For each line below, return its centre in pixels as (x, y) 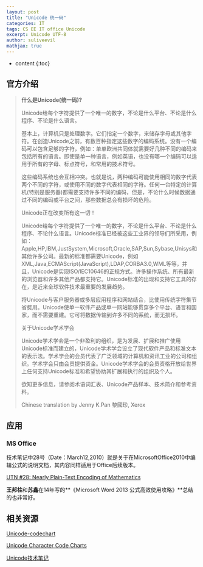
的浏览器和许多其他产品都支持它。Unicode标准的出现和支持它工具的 (106, 279)
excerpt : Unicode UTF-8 (36, 35)
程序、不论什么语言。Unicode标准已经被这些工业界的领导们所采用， (106, 233)
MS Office (21, 444)
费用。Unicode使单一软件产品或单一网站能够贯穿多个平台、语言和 (109, 307)
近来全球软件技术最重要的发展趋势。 (83, 287)
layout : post (23, 12)
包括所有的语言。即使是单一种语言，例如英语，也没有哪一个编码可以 (106, 156)
